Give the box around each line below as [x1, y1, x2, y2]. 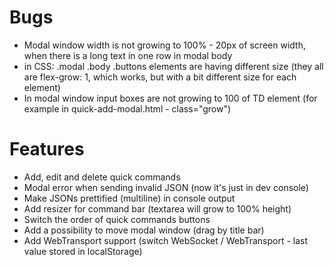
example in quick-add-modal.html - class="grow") [23, 102, 232, 115]
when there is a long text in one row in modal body [23, 49, 233, 61]
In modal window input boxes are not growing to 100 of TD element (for [23, 92, 318, 104]
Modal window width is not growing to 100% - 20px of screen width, [23, 39, 306, 51]
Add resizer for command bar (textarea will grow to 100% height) [23, 202, 292, 215]
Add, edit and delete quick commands [23, 171, 181, 183]
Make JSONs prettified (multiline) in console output [23, 192, 236, 204]
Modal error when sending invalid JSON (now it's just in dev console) [23, 181, 309, 193]
